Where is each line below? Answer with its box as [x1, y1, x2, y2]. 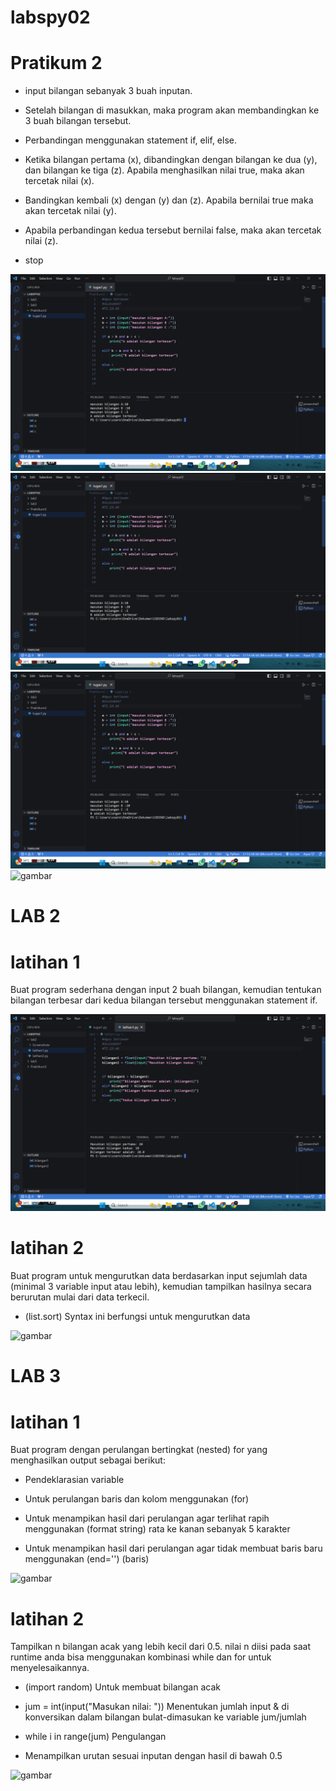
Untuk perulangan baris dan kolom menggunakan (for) [24, 1493, 250, 1505]
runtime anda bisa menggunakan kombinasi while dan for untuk [10, 1651, 272, 1663]
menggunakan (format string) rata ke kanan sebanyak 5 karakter [24, 1523, 291, 1535]
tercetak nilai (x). [24, 175, 95, 187]
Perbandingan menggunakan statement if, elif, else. [24, 134, 237, 146]
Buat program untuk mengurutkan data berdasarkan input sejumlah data [10, 1270, 308, 1282]
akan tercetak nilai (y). [24, 205, 117, 217]
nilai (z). [24, 235, 59, 247]
